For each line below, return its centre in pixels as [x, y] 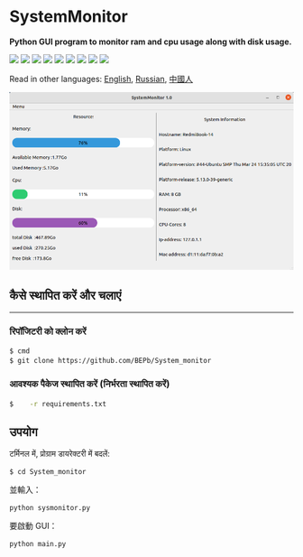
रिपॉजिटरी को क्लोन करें [48, 331]
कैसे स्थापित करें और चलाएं [65, 295]
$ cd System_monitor [48, 472]
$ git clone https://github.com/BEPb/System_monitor [110, 361]
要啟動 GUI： [33, 526]
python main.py [38, 544]
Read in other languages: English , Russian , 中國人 [101, 79]
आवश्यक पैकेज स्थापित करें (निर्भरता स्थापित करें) [90, 384]
